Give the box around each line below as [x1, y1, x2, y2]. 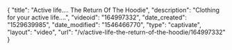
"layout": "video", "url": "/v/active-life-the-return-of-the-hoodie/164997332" [7, 28, 226, 36]
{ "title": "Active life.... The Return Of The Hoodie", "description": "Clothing [7, 6, 220, 14]
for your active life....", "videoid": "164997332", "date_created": [7, 13, 188, 22]
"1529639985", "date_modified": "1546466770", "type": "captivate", [7, 21, 201, 28]
